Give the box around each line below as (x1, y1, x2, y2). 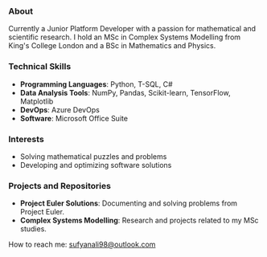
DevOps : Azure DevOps (19, 104, 101, 114)
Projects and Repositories (8, 180, 111, 191)
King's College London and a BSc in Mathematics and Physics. (8, 41, 216, 51)
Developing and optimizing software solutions (19, 160, 172, 169)
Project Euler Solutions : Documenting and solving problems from (19, 198, 238, 208)
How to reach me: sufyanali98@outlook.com (8, 239, 156, 250)
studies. (19, 224, 47, 234)
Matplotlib (19, 96, 54, 106)
